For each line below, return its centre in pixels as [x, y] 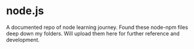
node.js [25, 11]
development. [23, 40]
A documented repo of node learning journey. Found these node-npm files [97, 27]
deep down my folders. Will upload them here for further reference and [93, 33]
